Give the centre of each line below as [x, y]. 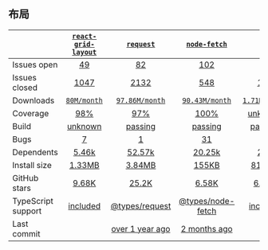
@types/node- [207, 201]
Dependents [35, 152]
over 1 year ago [141, 229]
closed [25, 88]
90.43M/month [207, 100]
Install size [32, 165]
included [85, 205]
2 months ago [207, 229]
